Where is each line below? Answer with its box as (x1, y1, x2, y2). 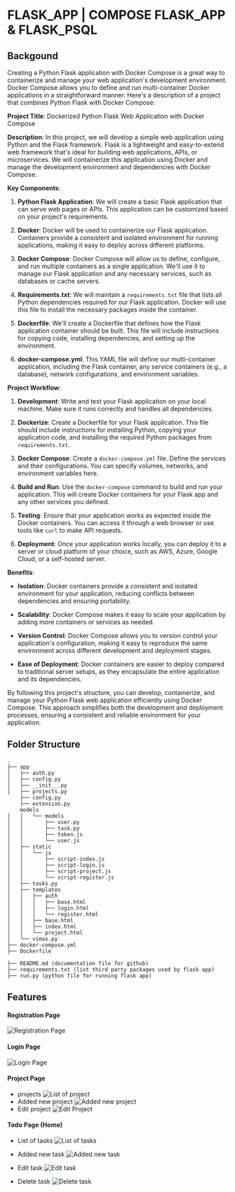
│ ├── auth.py (7, 769, 55, 776)
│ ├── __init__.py (7, 781, 68, 789)
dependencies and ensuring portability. (17, 597, 131, 605)
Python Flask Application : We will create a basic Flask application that (17, 197, 222, 206)
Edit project (17, 1104, 51, 1113)
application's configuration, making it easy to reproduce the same (17, 639, 208, 647)
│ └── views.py (7, 935, 58, 942)
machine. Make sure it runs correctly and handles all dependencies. (17, 404, 214, 413)
